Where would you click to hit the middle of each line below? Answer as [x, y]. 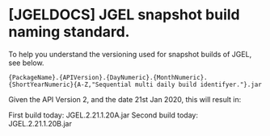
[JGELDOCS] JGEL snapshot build [124, 15]
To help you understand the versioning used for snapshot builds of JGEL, [130, 54]
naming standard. [69, 32]
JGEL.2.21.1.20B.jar [40, 123]
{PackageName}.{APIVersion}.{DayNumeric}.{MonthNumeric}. [108, 77]
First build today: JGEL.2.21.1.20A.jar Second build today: [103, 115]
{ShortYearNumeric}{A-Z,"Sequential [70, 84]
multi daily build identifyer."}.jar [198, 84]
